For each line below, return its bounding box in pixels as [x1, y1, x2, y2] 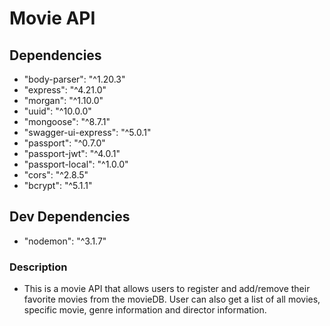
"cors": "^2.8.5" [23, 169, 89, 181]
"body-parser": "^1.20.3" [23, 73, 126, 85]
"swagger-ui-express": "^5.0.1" [23, 127, 152, 138]
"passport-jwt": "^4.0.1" [23, 148, 121, 159]
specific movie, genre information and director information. [23, 304, 267, 316]
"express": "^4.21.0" [23, 84, 107, 96]
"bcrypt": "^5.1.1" [23, 180, 93, 191]
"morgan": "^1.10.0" [23, 95, 104, 106]
